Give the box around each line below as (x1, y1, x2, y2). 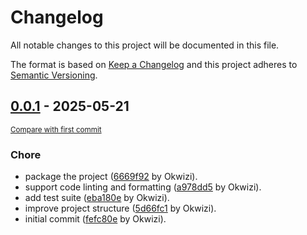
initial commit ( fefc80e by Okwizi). (24, 213, 167, 225)
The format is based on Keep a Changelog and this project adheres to (10, 58, 298, 70)
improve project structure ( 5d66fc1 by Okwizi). (24, 202, 217, 215)
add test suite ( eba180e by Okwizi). (24, 192, 170, 204)
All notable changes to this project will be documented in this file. (10, 39, 280, 51)
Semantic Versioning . (10, 69, 98, 81)
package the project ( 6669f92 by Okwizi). (24, 171, 198, 183)
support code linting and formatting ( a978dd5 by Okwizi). (24, 181, 262, 193)
